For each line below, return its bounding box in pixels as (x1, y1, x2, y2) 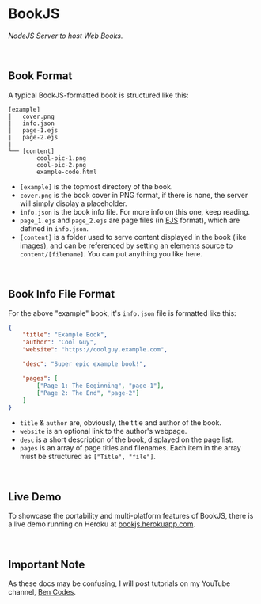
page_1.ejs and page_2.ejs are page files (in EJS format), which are (19, 215, 240, 225)
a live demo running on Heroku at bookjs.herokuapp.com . (8, 519, 196, 529)
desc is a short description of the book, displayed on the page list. (19, 435, 234, 444)
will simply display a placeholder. (19, 199, 128, 208)
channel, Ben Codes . (8, 587, 77, 596)
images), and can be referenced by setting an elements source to (19, 241, 233, 250)
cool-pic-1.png (36, 154, 87, 162)
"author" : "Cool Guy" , (22, 338, 97, 347)
